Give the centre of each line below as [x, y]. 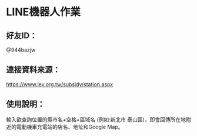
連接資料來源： [33, 70]
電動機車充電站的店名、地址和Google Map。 [70, 127]
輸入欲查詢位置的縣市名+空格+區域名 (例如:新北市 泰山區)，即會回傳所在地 [96, 119]
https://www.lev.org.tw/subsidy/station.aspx [60, 84]
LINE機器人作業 [44, 12]
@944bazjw [21, 50]
